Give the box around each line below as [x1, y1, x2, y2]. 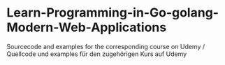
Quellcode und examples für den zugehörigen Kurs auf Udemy [6, 50, 187, 58]
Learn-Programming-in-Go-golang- [6, 5, 219, 21]
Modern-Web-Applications [6, 19, 167, 35]
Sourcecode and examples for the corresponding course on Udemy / [6, 42, 205, 50]
